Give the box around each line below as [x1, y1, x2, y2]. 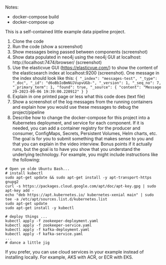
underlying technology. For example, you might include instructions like [12, 151, 158, 157]
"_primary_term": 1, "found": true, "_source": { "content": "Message [12, 85, 162, 90]
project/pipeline [12, 109, 45, 115]
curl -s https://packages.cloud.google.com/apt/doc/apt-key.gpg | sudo [5, 184, 156, 189]
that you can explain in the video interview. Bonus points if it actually [12, 141, 153, 147]
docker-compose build [12, 14, 59, 19]
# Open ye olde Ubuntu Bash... [5, 166, 70, 171]
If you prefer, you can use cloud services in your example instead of [5, 249, 144, 255]
